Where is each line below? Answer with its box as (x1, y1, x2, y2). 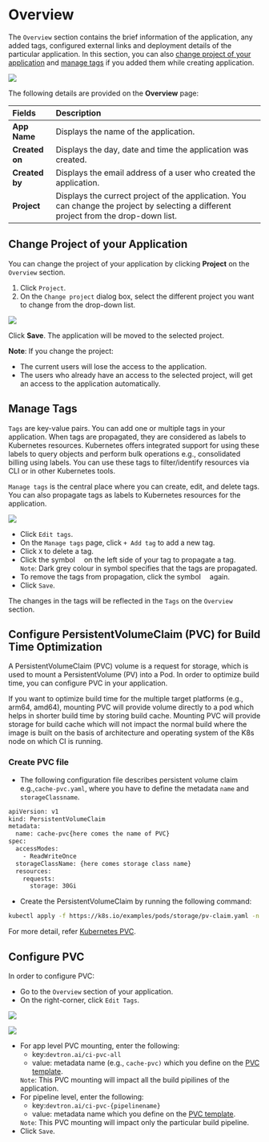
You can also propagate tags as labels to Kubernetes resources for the (8, 490, 241, 499)
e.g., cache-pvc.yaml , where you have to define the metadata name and (19, 783, 250, 793)
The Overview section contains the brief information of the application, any (8, 32, 254, 42)
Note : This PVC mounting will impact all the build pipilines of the (19, 1075, 230, 1084)
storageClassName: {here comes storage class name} (15, 860, 192, 868)
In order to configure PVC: (8, 971, 94, 981)
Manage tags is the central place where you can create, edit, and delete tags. (8, 482, 260, 491)
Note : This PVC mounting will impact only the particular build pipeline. (19, 1117, 250, 1127)
